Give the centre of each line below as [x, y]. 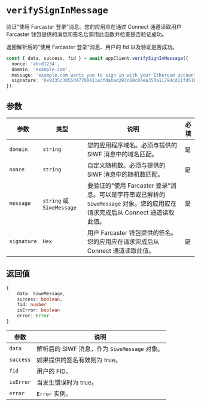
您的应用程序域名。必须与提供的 [132, 145]
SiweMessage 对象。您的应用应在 [132, 204]
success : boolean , [40, 299]
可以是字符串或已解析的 [132, 195]
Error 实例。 [54, 393]
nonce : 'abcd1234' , [36, 64]
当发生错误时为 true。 [67, 382]
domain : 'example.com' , [41, 69]
